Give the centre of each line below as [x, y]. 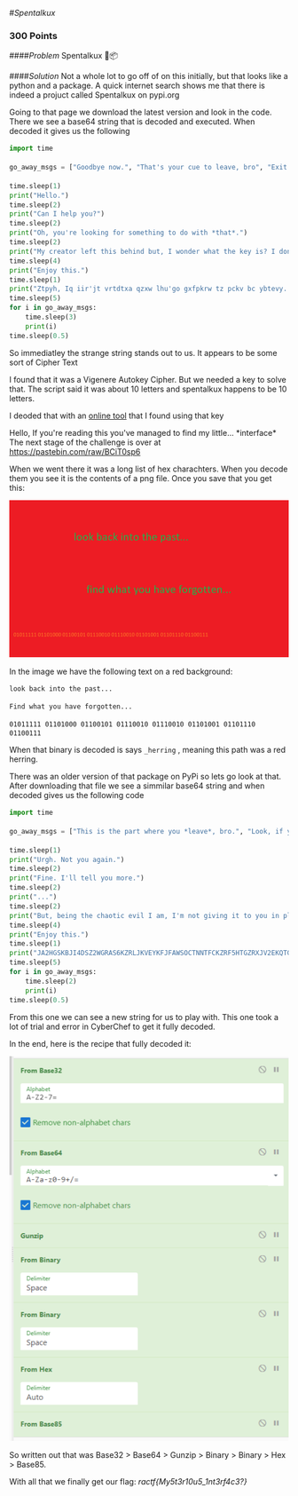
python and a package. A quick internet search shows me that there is [137, 86]
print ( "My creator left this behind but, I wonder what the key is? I [142, 251]
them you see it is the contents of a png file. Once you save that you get [141, 478]
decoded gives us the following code [77, 795]
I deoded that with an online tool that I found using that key [117, 416]
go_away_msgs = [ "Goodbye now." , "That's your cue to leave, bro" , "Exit [149, 168]
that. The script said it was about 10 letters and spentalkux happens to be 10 [148, 389]
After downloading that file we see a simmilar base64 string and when [137, 786]
